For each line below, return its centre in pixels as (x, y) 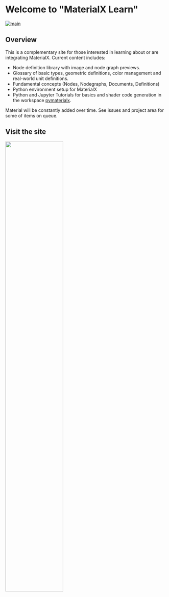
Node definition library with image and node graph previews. (76, 67)
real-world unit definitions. (41, 78)
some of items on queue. (31, 115)
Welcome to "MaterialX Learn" (72, 9)
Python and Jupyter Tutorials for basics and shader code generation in (87, 95)
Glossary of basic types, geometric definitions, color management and (87, 73)
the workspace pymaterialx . (42, 100)
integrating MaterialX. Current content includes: (55, 57)
